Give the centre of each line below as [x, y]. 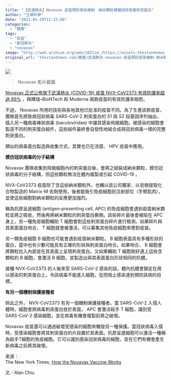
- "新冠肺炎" [22, 43]
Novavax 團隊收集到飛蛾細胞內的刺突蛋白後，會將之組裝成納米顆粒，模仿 [82, 168]
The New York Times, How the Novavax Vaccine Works [63, 362]
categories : [18, 24]
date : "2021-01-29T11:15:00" [36, 19]
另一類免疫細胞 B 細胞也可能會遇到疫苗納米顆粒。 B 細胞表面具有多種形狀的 [84, 239]
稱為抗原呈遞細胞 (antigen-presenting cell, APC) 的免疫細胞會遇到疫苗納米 [83, 209]
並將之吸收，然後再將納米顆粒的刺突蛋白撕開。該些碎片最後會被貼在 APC [86, 215]
